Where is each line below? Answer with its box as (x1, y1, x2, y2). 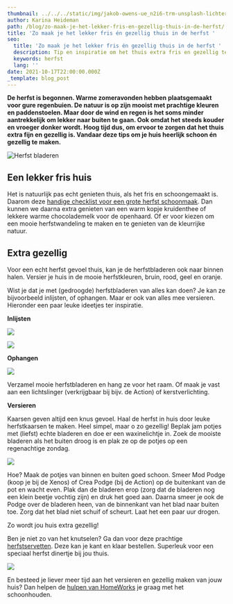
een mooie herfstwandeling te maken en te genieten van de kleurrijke (7, 219, 205, 228)
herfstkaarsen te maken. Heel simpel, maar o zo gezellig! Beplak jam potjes (7, 422, 222, 430)
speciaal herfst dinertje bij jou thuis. (7, 549, 110, 557)
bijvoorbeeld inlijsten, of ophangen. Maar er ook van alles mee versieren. (7, 294, 216, 302)
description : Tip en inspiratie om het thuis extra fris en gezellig (13, 49, 218, 56)
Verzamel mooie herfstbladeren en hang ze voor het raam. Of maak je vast (7, 380, 221, 389)
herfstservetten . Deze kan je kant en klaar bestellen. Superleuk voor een (7, 542, 214, 550)
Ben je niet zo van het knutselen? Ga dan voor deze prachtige (7, 535, 183, 542)
